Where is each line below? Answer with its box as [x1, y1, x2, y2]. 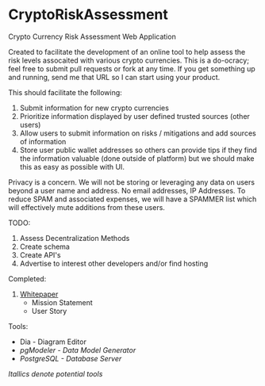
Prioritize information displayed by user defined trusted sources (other [19, 111, 250, 120]
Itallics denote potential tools [8, 369, 103, 378]
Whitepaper [19, 289, 59, 299]
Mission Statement [31, 297, 93, 307]
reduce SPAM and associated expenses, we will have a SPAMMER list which [8, 194, 257, 204]
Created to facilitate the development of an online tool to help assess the [8, 47, 246, 56]
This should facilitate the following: [8, 87, 123, 97]
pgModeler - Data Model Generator [19, 345, 136, 354]
